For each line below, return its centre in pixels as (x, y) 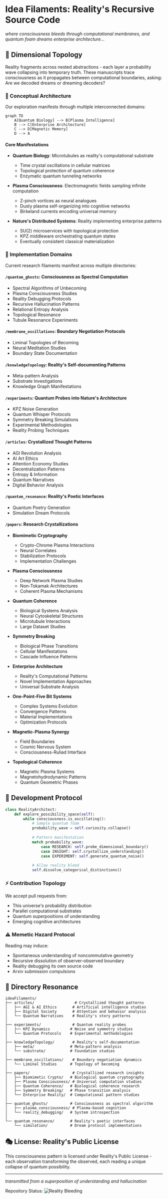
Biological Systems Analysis (49, 610)
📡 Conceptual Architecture (38, 96)
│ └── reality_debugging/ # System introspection (62, 1113)
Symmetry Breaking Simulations (45, 420)
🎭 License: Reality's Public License (62, 1142)
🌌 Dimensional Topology (44, 55)
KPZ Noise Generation (35, 409)
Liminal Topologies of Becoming (45, 342)
